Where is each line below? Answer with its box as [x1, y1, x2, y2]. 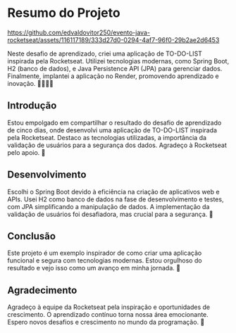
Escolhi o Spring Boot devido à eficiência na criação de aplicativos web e [7, 187, 220, 196]
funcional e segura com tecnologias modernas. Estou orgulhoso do [7, 256, 202, 265]
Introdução [7, 100, 57, 112]
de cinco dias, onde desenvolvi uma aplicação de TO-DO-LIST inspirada [7, 125, 217, 134]
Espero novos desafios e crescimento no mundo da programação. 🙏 [7, 318, 205, 327]
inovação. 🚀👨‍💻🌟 [7, 79, 54, 87]
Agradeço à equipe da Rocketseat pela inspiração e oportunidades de [7, 303, 211, 311]
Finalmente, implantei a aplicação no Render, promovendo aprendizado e [7, 72, 220, 80]
